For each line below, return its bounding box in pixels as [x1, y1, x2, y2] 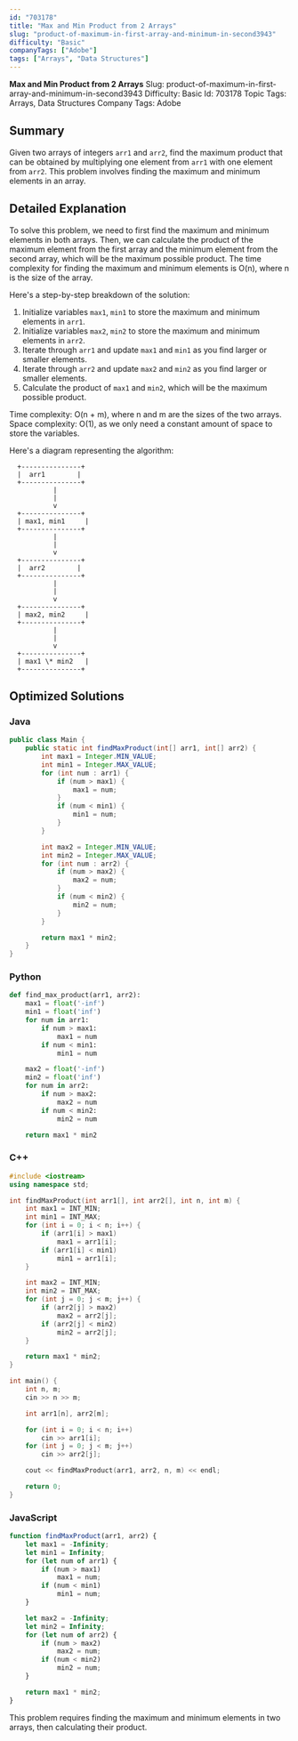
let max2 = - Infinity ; [25, 1614, 109, 1623]
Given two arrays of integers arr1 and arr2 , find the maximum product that [9, 147, 283, 157]
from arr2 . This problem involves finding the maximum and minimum [9, 165, 261, 176]
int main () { [9, 1376, 58, 1386]
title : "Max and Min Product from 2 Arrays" [9, 21, 177, 30]
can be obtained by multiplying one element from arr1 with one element [9, 157, 273, 167]
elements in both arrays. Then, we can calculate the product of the [9, 234, 254, 245]
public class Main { [9, 736, 86, 745]
